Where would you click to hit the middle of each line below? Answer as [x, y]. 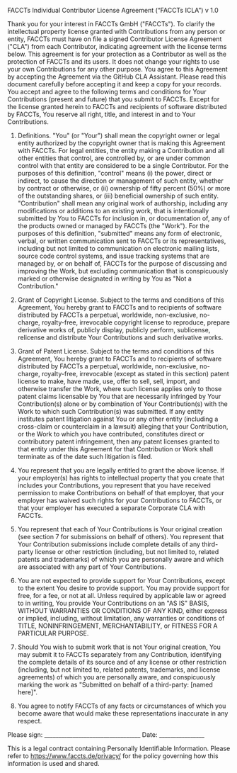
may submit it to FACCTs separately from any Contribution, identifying [119, 654]
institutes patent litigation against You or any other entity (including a [118, 419]
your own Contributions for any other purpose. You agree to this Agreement [117, 69]
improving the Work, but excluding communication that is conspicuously [123, 271]
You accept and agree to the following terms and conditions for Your [107, 92]
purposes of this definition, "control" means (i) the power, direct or [115, 173]
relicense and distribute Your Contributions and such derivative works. [120, 337]
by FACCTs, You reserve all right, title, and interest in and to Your [102, 114]
